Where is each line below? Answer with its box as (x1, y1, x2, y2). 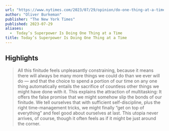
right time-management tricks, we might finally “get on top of (17, 104, 144, 110)
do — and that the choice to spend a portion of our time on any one (17, 78, 157, 84)
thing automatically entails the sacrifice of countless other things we (17, 83, 159, 89)
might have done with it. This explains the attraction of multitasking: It (17, 88, 162, 94)
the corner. (17, 120, 41, 126)
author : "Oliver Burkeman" (5, 12, 62, 17)
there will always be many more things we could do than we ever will (17, 72, 160, 78)
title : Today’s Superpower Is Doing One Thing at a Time (5, 36, 127, 41)
